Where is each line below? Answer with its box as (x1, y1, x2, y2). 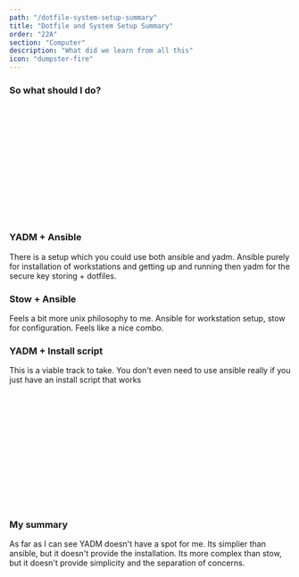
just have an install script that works (9, 374, 142, 385)
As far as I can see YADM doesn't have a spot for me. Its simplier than (9, 539, 266, 549)
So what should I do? (9, 84, 102, 96)
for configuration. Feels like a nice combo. (9, 322, 164, 333)
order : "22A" (9, 29, 58, 38)
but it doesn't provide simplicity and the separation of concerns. (9, 557, 245, 568)
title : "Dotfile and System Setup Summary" (9, 21, 174, 30)
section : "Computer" (9, 38, 87, 47)
